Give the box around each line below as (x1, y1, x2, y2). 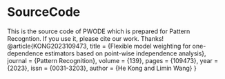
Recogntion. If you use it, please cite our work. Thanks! (7, 34, 164, 42)
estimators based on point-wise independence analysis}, (44, 49, 206, 58)
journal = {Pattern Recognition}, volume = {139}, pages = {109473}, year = (7, 56, 219, 64)
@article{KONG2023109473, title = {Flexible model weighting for (7, 42, 191, 50)
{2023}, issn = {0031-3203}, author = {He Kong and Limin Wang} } (7, 64, 197, 72)
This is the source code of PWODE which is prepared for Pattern (7, 27, 190, 35)
